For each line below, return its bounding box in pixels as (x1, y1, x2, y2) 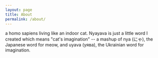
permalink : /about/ (5, 16, 46, 21)
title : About (5, 12, 32, 17)
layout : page (5, 7, 32, 12)
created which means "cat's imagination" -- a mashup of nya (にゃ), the (5, 36, 153, 42)
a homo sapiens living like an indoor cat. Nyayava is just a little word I (5, 30, 148, 36)
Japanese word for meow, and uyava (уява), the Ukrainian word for (5, 42, 144, 48)
